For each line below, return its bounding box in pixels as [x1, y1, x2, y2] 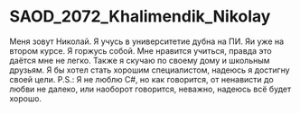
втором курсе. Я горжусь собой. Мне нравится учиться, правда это [9, 45, 273, 56]
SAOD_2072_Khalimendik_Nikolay [9, 6, 271, 27]
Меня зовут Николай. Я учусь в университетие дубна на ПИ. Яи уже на [9, 36, 285, 47]
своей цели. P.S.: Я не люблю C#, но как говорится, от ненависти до [9, 74, 274, 84]
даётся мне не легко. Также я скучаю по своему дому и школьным [9, 55, 270, 65]
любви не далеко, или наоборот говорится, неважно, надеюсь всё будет [9, 83, 292, 94]
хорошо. [9, 92, 42, 104]
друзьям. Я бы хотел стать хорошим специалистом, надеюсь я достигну [9, 65, 291, 75]
